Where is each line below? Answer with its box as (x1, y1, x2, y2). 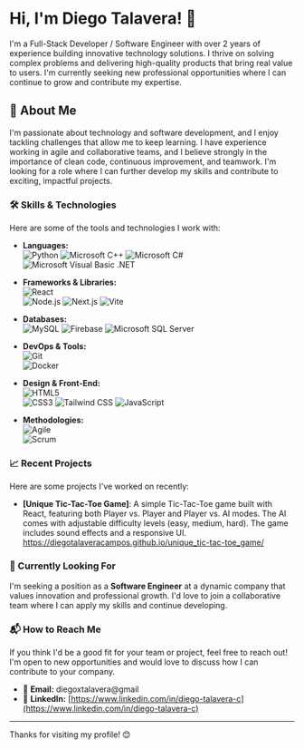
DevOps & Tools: (22, 341, 87, 352)
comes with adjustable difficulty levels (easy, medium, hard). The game (22, 518, 289, 529)
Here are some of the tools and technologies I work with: (9, 222, 221, 234)
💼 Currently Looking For (9, 559, 116, 572)
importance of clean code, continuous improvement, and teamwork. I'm (9, 156, 277, 167)
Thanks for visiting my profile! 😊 (9, 729, 131, 740)
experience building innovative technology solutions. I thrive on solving (9, 47, 274, 58)
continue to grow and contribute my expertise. (9, 76, 183, 87)
